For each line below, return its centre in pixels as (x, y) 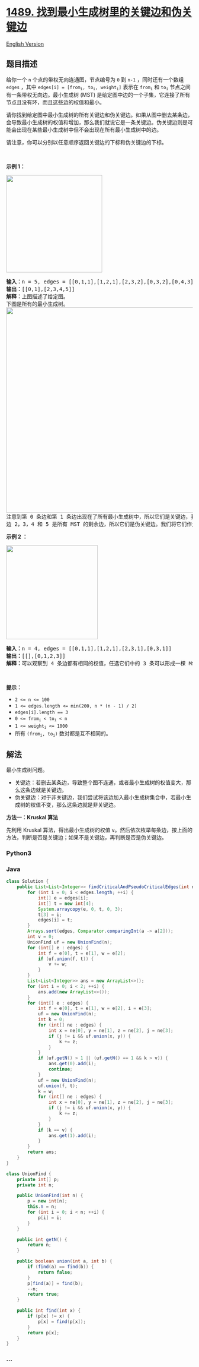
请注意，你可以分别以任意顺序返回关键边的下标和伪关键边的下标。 (86, 143)
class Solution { (28, 882)
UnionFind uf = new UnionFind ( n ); (70, 942)
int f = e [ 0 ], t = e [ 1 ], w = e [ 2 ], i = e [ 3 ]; (95, 1008)
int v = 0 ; (41, 937)
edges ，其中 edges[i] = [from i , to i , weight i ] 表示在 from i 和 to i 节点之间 (98, 87)
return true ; (44, 1295)
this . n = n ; (42, 1207)
